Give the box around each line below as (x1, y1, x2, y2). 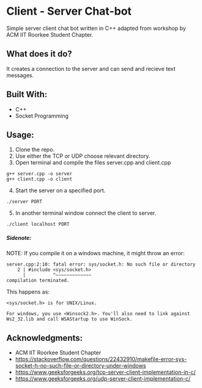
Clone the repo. (15, 146, 55, 154)
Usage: (6, 130, 35, 140)
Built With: (6, 89, 48, 100)
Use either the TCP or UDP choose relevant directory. (15, 152, 151, 160)
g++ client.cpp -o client (6, 176, 72, 182)
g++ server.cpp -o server (6, 171, 72, 177)
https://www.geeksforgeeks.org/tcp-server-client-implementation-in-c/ (15, 368, 196, 376)
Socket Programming (15, 112, 69, 119)
